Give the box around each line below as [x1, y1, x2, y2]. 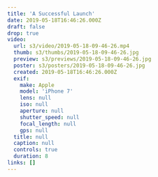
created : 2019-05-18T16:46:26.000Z [13, 68, 117, 75]
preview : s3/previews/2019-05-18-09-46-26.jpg [13, 56, 152, 63]
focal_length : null [20, 120, 77, 128]
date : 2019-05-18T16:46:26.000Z [7, 17, 101, 24]
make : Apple [20, 82, 55, 88]
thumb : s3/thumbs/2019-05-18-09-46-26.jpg [13, 49, 139, 56]
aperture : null [20, 107, 64, 114]
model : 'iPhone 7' [20, 88, 73, 95]
